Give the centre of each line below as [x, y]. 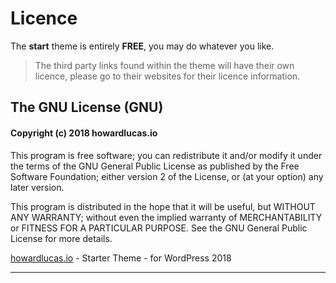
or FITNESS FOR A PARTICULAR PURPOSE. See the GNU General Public [159, 228]
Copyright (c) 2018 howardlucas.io [84, 133]
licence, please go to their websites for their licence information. [167, 76]
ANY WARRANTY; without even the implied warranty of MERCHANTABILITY [166, 217]
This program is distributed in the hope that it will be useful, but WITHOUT [163, 206]
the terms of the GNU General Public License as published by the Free [155, 166]
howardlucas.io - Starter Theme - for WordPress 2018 [121, 258]
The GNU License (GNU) [87, 107]
